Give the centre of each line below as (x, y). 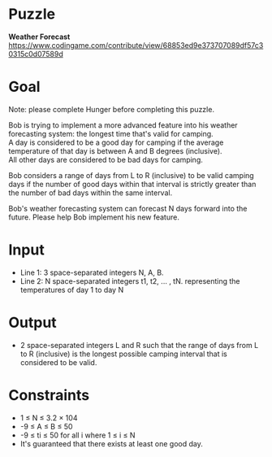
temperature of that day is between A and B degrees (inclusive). (115, 150)
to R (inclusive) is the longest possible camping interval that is (123, 354)
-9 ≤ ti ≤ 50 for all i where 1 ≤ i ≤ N (78, 435)
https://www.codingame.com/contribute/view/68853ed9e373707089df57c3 (136, 45)
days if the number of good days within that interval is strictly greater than (132, 184)
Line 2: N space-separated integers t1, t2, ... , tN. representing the (130, 281)
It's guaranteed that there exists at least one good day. (111, 443)
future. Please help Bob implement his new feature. (94, 217)
